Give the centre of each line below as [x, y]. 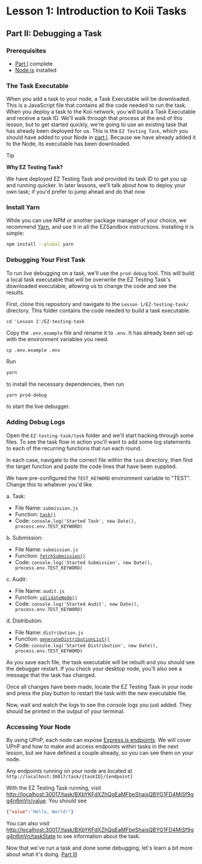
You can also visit [28, 823]
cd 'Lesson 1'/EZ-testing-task [45, 321]
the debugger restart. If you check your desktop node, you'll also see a [94, 668]
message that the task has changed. [51, 675]
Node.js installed [36, 70]
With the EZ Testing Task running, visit [54, 788]
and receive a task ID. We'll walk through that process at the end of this [94, 118]
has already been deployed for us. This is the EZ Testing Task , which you [97, 131]
